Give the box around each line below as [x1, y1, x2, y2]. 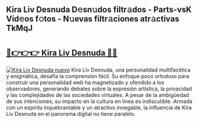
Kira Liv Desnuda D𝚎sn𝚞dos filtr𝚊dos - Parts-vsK [6, 5, 192, 15]
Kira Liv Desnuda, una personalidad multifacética [71, 66, 191, 73]
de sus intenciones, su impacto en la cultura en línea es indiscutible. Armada [6, 98, 193, 105]
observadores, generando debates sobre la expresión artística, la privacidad [6, 85, 192, 92]
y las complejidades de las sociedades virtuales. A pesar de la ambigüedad [6, 92, 189, 98]
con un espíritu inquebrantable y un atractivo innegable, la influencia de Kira [6, 104, 192, 111]
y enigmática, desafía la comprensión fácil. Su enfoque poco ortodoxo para [6, 73, 190, 79]
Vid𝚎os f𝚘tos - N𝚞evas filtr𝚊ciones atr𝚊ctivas [6, 14, 180, 24]
